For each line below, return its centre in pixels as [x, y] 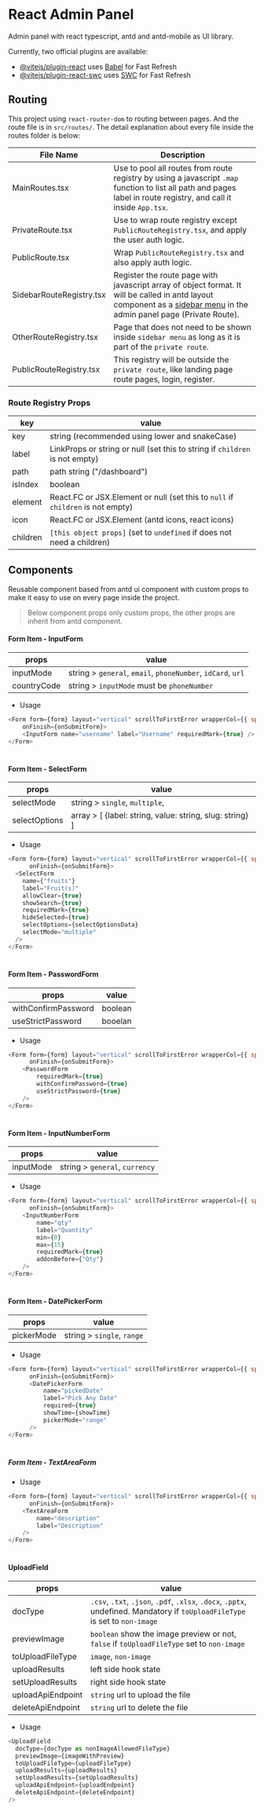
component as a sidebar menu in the [181, 304]
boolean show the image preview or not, [163, 1633]
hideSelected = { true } [56, 918]
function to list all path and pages [175, 188]
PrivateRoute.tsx [42, 229]
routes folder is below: [44, 135]
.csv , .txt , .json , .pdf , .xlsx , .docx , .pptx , [168, 1601]
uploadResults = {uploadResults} [66, 1771]
